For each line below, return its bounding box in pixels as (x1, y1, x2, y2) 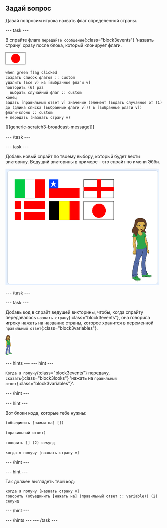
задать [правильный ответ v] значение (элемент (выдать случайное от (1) (5, 100, 163, 105)
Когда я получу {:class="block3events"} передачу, (5, 370, 110, 376)
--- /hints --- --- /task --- (5, 517, 58, 523)
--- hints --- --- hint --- (5, 360, 54, 366)
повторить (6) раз (5, 85, 44, 90)
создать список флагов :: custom (5, 75, 75, 80)
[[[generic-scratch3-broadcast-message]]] (5, 124, 94, 130)
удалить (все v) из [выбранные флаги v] (5, 80, 91, 85)
